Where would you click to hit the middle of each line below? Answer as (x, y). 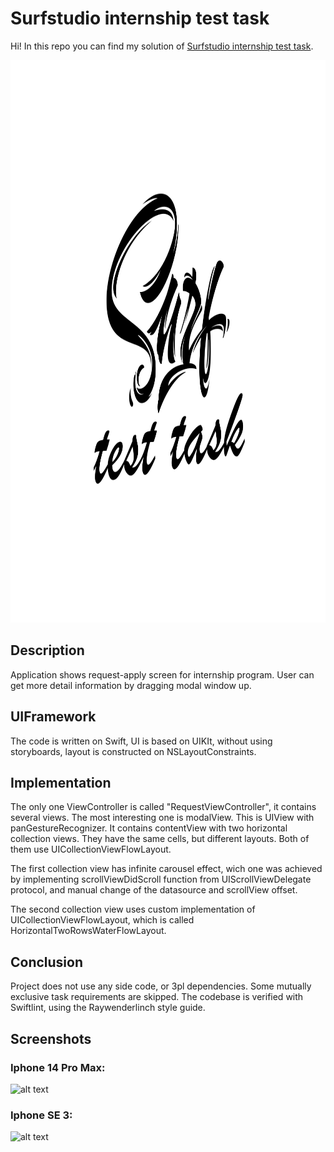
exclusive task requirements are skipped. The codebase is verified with (157, 997)
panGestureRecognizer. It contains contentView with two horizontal (149, 828)
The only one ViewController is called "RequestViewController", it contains (163, 807)
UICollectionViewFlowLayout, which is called (102, 920)
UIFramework (53, 717)
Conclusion (47, 962)
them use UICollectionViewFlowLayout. (91, 849)
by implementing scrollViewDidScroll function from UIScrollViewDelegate (161, 879)
